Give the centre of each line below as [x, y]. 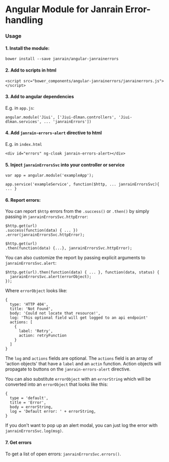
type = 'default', [29, 398]
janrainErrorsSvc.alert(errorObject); [51, 277]
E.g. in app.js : [20, 108]
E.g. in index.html [24, 144]
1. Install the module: [27, 48]
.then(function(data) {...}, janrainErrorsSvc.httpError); [69, 248]
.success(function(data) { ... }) [42, 230]
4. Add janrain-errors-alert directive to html [54, 133]
